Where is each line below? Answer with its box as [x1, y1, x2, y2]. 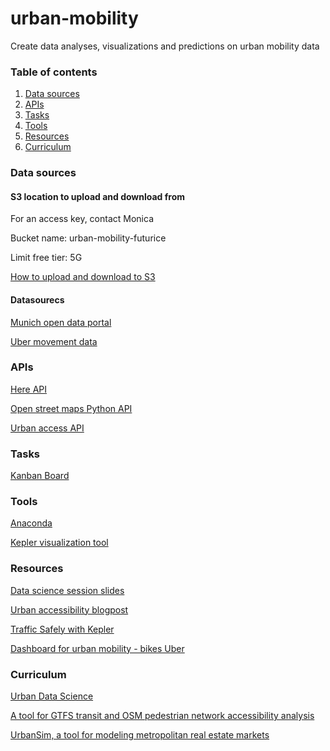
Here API [10, 383, 48, 395]
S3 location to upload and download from [10, 190, 186, 202]
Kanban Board [10, 470, 70, 482]
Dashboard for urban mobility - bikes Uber [10, 642, 185, 654]
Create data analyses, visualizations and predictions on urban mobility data [10, 40, 320, 52]
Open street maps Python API [10, 402, 133, 414]
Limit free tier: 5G [10, 252, 83, 264]
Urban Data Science [10, 690, 94, 702]
